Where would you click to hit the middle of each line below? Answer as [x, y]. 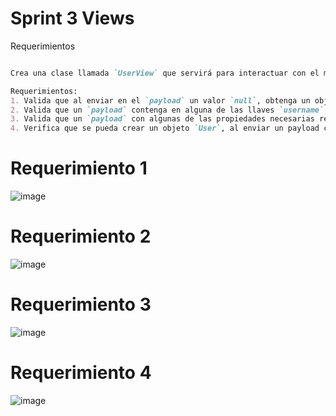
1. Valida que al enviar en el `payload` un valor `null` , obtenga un [160, 100]
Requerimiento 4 [81, 373]
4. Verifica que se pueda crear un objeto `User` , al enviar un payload [165, 128]
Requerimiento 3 [81, 304]
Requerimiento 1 [79, 168]
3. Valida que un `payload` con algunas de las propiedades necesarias [162, 119]
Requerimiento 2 [81, 236]
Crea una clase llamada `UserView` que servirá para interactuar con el [165, 73]
